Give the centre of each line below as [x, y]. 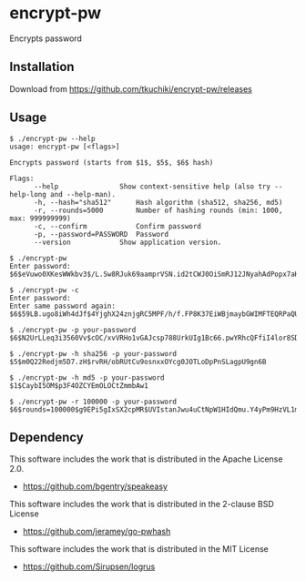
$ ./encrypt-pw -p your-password [73, 330]
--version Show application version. [127, 242]
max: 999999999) [40, 218]
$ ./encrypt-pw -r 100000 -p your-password [93, 402]
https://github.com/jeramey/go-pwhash [97, 532]
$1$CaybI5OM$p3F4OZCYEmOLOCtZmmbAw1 [79, 385]
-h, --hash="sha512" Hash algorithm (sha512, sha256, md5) [158, 202]
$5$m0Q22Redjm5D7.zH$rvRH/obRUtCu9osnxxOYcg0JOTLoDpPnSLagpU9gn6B [138, 362]
